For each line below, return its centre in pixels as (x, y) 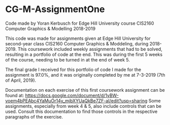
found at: (15, 95)
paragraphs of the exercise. (34, 116)
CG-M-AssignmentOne (55, 9)
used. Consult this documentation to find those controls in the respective (81, 111)
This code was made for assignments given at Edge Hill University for (78, 38)
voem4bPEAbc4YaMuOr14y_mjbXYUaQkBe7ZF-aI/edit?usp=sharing (76, 101)
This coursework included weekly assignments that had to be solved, (90, 49)
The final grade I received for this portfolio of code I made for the (73, 70)
